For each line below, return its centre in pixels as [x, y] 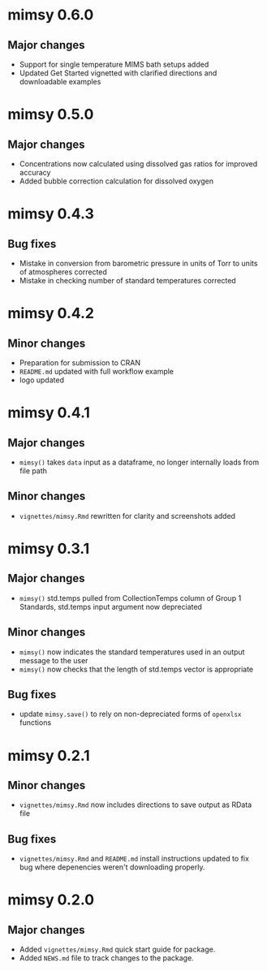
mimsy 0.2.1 [49, 755]
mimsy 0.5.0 [51, 114]
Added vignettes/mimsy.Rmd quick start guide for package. [117, 949]
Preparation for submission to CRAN [80, 363]
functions [35, 723]
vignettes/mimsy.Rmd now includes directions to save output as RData [136, 805]
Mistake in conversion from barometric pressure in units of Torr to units [138, 263]
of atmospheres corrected [63, 272]
